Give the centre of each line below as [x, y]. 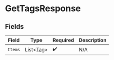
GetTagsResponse [43, 9]
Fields [15, 27]
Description [93, 40]
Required [64, 40]
